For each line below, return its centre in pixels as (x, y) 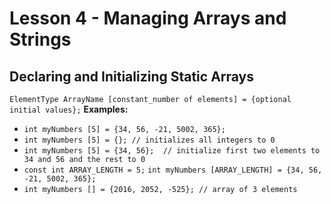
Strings (40, 39)
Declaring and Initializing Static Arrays (132, 76)
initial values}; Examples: (69, 109)
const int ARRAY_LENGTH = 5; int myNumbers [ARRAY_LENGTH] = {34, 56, (173, 170)
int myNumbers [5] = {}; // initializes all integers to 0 (149, 140)
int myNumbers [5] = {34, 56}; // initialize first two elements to (172, 151)
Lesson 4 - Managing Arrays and (148, 18)
